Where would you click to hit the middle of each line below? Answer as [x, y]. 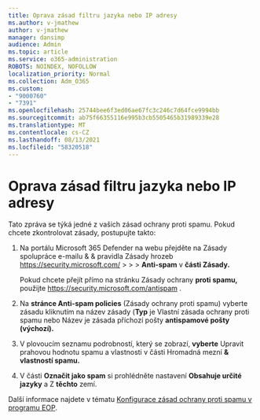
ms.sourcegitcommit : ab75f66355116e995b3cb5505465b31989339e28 [114, 118]
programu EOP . [33, 408]
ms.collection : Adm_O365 [49, 81]
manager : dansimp [37, 37]
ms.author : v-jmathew [44, 23]
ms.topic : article [38, 52]
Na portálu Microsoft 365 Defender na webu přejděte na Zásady [123, 248]
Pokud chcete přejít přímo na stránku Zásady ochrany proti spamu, [128, 280]
